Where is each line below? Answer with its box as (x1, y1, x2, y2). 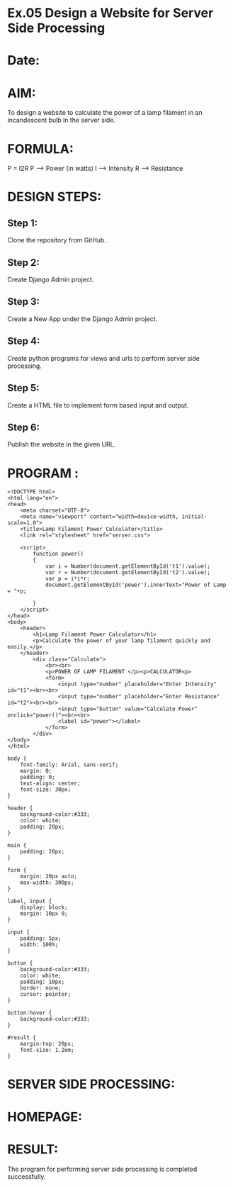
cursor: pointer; (20, 991, 72, 998)
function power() (33, 551, 84, 558)
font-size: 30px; (20, 786, 72, 793)
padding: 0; (20, 774, 55, 781)
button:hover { (7, 1009, 52, 1016)
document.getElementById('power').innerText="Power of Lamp (45, 581, 227, 589)
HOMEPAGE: (7, 1109, 83, 1125)
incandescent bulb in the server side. (7, 116, 115, 125)
